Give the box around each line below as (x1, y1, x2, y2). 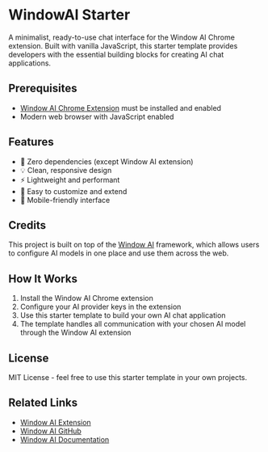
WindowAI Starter (8, 6, 131, 24)
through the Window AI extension (19, 327, 132, 337)
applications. (8, 58, 51, 68)
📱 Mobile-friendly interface (19, 195, 111, 205)
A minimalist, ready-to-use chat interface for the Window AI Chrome (8, 32, 236, 42)
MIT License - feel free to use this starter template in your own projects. (8, 373, 248, 382)
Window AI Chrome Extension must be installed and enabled (19, 103, 222, 112)
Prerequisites (8, 82, 77, 95)
